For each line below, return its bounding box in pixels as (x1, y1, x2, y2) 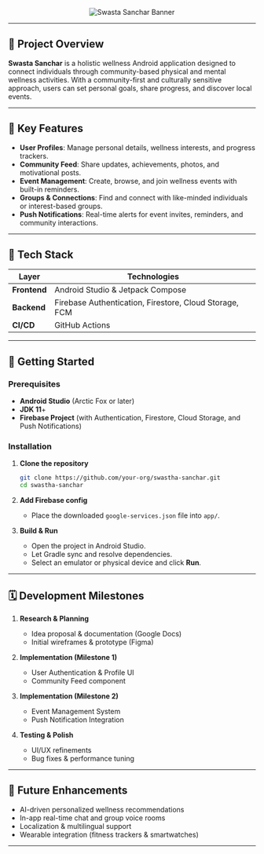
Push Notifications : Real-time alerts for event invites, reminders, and (19, 209, 244, 219)
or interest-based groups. (19, 201, 103, 211)
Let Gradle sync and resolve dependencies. (31, 550, 173, 559)
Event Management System (31, 706, 121, 716)
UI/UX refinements (31, 745, 92, 754)
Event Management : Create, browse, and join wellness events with (19, 176, 237, 185)
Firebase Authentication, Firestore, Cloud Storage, (54, 297, 240, 308)
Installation (8, 441, 53, 452)
